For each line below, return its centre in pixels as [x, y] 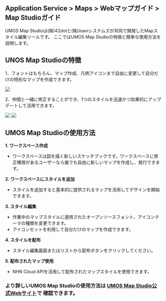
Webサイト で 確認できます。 [44, 293]
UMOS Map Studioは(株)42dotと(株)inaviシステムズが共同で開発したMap [79, 30]
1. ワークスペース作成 [27, 146]
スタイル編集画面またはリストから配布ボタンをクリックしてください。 [84, 251]
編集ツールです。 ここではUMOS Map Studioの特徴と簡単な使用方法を [89, 37]
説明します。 [18, 43]
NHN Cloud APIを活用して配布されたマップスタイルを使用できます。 [82, 272]
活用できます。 [42, 105]
